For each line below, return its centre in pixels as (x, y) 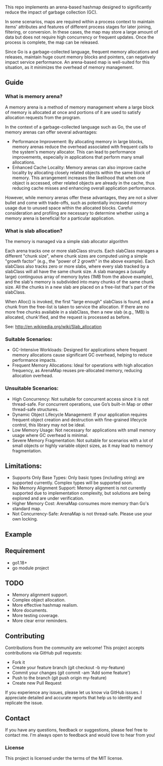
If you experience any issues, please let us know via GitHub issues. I (73, 692)
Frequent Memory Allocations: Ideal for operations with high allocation (82, 365)
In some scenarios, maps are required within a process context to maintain (80, 22)
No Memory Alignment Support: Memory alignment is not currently (79, 488)
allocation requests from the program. (43, 117)
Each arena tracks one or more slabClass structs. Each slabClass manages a (82, 251)
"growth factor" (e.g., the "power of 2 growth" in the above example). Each (80, 261)
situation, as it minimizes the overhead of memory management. (69, 67)
